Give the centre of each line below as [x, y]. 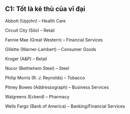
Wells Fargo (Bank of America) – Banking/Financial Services [65, 106]
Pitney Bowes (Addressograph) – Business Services [57, 87]
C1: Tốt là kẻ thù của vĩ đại [45, 9]
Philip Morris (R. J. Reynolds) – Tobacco [45, 78]
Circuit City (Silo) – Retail [30, 30]
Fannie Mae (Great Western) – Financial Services [54, 40]
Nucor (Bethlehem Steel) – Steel [37, 68]
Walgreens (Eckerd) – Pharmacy [37, 96]
